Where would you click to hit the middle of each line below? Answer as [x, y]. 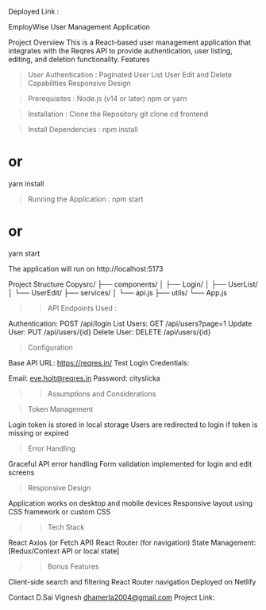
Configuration [50, 347]
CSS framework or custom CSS [60, 511]
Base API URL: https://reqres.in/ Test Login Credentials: [99, 362]
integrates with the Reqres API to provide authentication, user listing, [120, 51]
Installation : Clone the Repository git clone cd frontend [118, 114]
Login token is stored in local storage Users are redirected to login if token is [133, 424]
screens [21, 472]
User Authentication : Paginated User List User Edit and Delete [130, 74]
